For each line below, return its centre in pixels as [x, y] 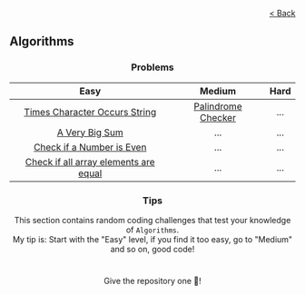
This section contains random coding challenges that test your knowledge [152, 220]
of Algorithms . [152, 230]
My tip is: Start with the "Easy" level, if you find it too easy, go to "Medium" [152, 239]
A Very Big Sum [90, 133]
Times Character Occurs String [90, 112]
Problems [152, 67]
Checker [217, 117]
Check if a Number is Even [90, 147]
